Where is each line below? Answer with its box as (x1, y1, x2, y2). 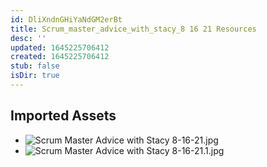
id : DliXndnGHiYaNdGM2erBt (10, 14, 123, 25)
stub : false (10, 61, 60, 71)
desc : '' (10, 33, 47, 43)
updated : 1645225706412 (10, 42, 110, 53)
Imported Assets (10, 107, 117, 125)
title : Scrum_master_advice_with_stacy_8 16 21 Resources (10, 24, 257, 34)
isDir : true (10, 71, 60, 81)
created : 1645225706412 (10, 52, 110, 62)
